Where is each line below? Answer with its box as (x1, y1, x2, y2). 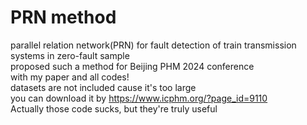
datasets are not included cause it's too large (10, 81, 197, 93)
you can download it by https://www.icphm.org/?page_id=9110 (10, 92, 268, 104)
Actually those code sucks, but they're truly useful (10, 102, 218, 115)
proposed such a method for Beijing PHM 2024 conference (10, 60, 255, 72)
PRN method (10, 6, 117, 29)
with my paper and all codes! (10, 71, 130, 83)
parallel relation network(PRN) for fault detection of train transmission (10, 39, 297, 51)
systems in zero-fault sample (10, 49, 130, 61)
